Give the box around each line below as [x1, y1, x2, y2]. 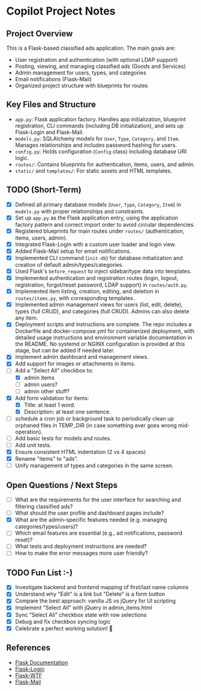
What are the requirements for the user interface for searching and [14, 496, 181, 504]
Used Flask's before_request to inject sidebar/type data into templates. [14, 268, 192, 275]
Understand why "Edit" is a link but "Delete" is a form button [14, 590, 165, 598]
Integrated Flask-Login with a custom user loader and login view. [14, 241, 176, 248]
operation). [14, 428, 43, 435]
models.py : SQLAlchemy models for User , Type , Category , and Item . [14, 135, 180, 142]
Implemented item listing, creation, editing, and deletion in [14, 288, 159, 295]
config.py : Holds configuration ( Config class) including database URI [14, 147, 187, 155]
